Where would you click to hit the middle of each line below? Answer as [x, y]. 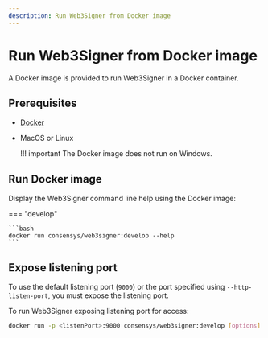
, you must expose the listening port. [108, 295]
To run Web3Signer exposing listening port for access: [99, 311]
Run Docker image [55, 179]
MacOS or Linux [47, 138]
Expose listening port [63, 268]
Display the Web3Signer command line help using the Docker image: [122, 199]
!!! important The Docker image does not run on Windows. [116, 154]
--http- [239, 287]
